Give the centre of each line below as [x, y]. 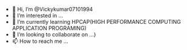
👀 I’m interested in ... [38, 15]
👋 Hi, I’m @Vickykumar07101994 [52, 9]
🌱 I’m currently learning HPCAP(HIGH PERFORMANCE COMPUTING [97, 22]
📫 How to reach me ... [40, 41]
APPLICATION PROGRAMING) [49, 28]
